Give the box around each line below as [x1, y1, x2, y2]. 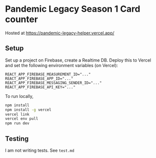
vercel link [5, 112, 29, 117]
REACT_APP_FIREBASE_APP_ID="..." [5, 76, 74, 81]
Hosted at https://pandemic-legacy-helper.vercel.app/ [5, 30, 114, 36]
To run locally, [5, 93, 33, 99]
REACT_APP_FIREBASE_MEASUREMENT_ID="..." [5, 72, 91, 77]
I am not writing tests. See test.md [5, 147, 75, 153]
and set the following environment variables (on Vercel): [5, 62, 118, 68]
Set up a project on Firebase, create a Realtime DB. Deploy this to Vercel [5, 57, 151, 63]
